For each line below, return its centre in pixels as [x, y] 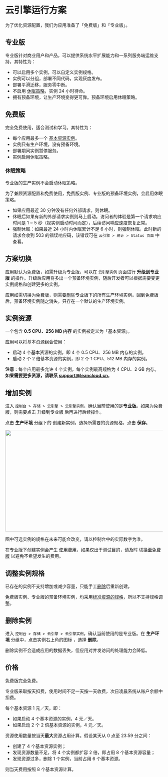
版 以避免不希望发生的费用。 [34, 556]
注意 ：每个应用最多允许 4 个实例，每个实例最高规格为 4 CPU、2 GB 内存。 [82, 369]
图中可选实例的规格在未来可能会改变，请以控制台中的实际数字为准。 [75, 539]
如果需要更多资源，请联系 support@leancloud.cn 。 [59, 376]
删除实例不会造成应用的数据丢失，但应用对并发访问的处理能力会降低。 [77, 650]
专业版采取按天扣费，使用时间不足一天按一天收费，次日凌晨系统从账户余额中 [84, 691]
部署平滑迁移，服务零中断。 [41, 84]
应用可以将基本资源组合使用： [36, 342]
